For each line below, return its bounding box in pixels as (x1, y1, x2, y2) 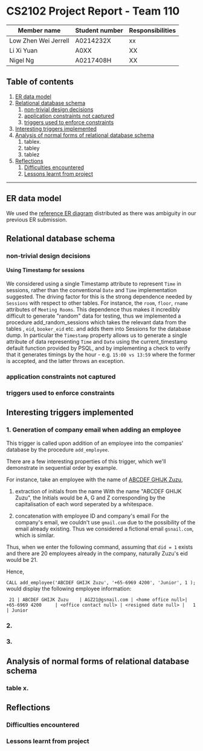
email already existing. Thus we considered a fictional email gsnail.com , (14, 525, 194, 532)
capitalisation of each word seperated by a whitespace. (14, 500, 153, 507)
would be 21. (6, 556, 38, 563)
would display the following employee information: (6, 585, 132, 592)
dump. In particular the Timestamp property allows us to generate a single (6, 332, 187, 339)
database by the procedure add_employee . (6, 446, 110, 453)
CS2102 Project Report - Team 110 (6, 4, 180, 18)
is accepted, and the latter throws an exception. (6, 358, 125, 365)
